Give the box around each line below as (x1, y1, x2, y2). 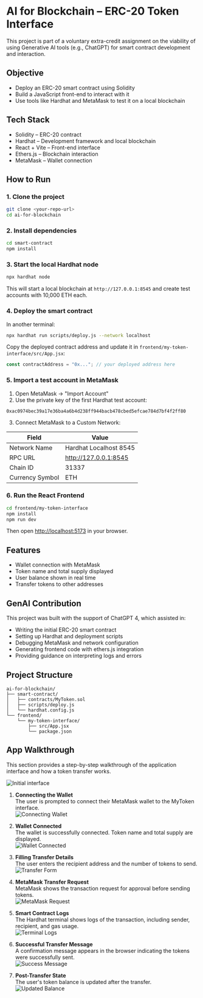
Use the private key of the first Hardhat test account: (15, 396, 147, 403)
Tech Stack (6, 114, 50, 125)
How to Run (6, 174, 51, 184)
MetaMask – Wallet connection (15, 156, 92, 164)
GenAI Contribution (6, 598, 82, 609)
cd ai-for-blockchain (6, 212, 61, 218)
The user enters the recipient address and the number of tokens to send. (15, 860, 198, 867)
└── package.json (28, 728, 72, 735)
